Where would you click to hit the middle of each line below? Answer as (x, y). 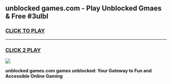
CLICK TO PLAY (25, 31)
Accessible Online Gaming (34, 76)
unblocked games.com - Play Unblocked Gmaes (83, 8)
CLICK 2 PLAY (23, 50)
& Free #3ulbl (27, 17)
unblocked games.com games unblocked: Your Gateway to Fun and (79, 70)
